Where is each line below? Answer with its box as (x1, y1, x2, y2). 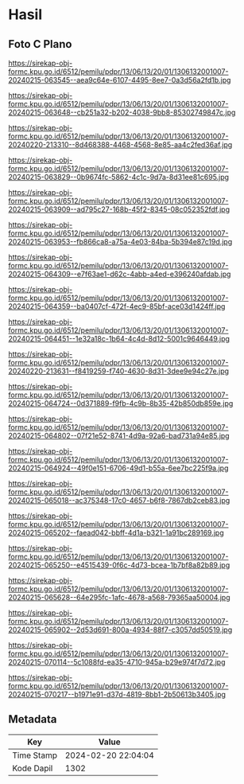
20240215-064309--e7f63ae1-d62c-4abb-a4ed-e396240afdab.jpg (8, 269, 231, 279)
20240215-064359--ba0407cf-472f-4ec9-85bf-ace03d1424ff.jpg (8, 302, 226, 311)
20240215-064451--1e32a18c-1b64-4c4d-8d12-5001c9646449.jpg (8, 334, 230, 343)
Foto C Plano (8, 37, 72, 51)
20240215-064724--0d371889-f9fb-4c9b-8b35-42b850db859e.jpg (8, 399, 234, 408)
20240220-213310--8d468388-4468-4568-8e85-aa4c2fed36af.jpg (8, 140, 233, 149)
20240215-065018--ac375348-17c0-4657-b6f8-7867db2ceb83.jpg (8, 496, 230, 505)
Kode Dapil (12, 763, 53, 774)
